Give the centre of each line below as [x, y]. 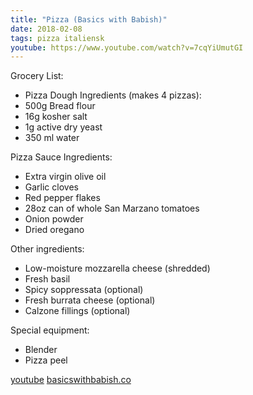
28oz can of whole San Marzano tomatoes [112, 208]
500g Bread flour [60, 106]
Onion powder [54, 219]
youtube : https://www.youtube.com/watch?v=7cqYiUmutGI [127, 47]
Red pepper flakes [62, 198]
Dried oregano [54, 230]
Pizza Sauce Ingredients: [61, 157]
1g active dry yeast [63, 127]
